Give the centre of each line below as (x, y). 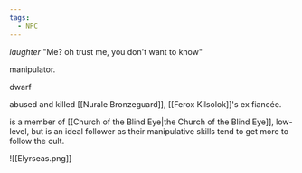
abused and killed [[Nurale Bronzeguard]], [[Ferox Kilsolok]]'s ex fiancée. (146, 104)
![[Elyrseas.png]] (41, 158)
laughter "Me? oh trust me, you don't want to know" (106, 51)
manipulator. (33, 69)
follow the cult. (37, 141)
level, (19, 131)
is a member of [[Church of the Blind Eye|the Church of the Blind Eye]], (142, 122)
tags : (19, 18)
